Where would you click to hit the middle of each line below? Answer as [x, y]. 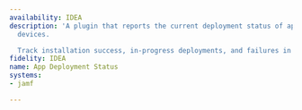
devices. [34, 34]
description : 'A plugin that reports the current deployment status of [146, 26]
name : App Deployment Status [64, 67]
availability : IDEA [46, 17]
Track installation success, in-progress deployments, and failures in [155, 50]
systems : [26, 76]
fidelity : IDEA [38, 59]
